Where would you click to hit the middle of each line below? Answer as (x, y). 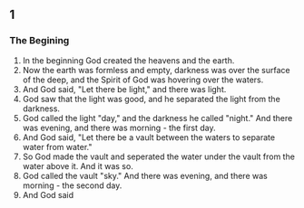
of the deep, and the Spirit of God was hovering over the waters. (143, 80)
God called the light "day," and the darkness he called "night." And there (157, 118)
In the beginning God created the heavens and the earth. (128, 60)
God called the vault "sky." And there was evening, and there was (145, 175)
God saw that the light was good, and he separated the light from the (152, 99)
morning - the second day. (72, 185)
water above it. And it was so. (78, 165)
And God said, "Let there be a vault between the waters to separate (148, 137)
